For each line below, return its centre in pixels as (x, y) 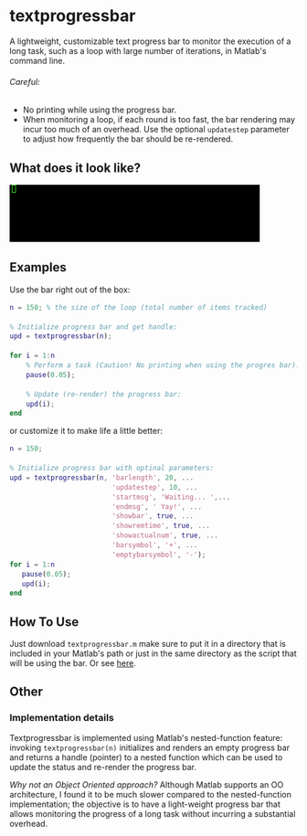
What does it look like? (75, 168)
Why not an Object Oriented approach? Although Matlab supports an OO (147, 784)
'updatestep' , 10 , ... (154, 487)
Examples (38, 267)
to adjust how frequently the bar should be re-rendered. (128, 139)
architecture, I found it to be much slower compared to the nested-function (151, 794)
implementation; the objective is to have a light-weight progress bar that (145, 804)
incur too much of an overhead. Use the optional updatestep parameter (156, 130)
